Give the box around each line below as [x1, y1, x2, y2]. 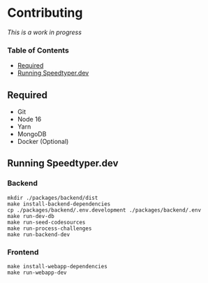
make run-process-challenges [7, 225, 92, 232]
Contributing [7, 5, 83, 21]
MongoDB [17, 130, 47, 138]
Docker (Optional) [17, 138, 69, 146]
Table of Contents [7, 45, 70, 55]
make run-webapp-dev [7, 269, 68, 277]
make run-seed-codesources [7, 219, 86, 226]
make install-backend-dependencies [7, 201, 111, 208]
